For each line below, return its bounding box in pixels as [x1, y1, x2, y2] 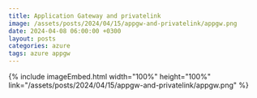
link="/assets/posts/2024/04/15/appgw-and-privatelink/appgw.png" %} [8, 80, 249, 90]
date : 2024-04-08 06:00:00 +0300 [8, 27, 122, 35]
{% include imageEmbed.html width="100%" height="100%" [8, 72, 211, 81]
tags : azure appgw [8, 49, 71, 58]
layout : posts [8, 34, 57, 43]
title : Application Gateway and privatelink [8, 11, 161, 20]
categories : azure [8, 42, 71, 50]
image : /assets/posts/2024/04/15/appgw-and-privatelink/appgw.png [8, 19, 238, 28]
